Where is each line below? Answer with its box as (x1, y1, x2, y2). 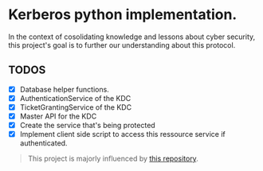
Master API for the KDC (19, 111, 97, 121)
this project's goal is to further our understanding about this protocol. (8, 40, 236, 49)
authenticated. (19, 138, 68, 148)
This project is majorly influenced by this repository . (27, 154, 199, 164)
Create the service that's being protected (19, 121, 155, 130)
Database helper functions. (19, 84, 109, 94)
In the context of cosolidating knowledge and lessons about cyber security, (8, 32, 256, 41)
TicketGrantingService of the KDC (19, 102, 132, 112)
